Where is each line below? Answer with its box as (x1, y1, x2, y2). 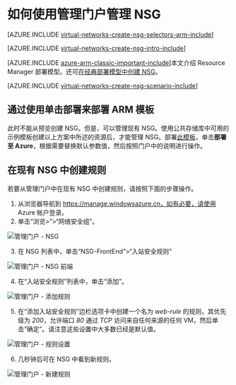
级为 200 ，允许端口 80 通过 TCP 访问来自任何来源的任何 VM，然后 (17, 316, 213, 324)
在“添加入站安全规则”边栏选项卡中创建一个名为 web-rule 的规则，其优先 (17, 307, 227, 315)
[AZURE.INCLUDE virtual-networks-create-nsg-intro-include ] (7, 44, 186, 52)
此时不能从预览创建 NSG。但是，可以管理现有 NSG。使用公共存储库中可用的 (7, 124, 230, 132)
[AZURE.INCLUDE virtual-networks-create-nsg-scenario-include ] (7, 81, 199, 90)
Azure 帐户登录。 (17, 208, 69, 216)
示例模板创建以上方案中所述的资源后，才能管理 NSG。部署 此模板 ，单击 (7, 132, 214, 141)
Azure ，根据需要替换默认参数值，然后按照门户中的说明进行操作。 (15, 141, 207, 150)
